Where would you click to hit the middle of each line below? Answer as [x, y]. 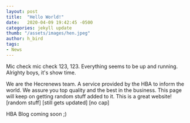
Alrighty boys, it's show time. [41, 72]
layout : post [22, 11]
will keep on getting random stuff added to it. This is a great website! [89, 96]
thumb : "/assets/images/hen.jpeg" [48, 33]
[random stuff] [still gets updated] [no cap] [58, 102]
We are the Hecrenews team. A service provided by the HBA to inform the [95, 84]
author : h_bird [25, 39]
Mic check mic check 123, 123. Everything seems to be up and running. [92, 66]
